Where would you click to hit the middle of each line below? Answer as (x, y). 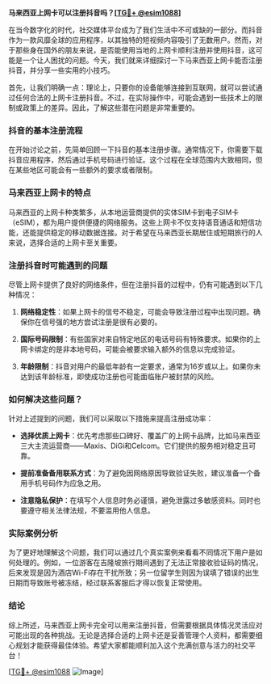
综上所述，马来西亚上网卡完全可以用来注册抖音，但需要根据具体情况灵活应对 (135, 625)
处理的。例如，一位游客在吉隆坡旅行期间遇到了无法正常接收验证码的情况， (139, 563)
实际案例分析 (33, 534)
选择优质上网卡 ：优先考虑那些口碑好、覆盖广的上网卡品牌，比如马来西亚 (140, 436)
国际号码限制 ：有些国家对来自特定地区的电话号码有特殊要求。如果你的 (137, 339)
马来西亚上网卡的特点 (50, 193)
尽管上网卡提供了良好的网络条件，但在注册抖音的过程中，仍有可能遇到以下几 (135, 284)
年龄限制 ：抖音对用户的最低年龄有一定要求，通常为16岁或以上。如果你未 (140, 366)
